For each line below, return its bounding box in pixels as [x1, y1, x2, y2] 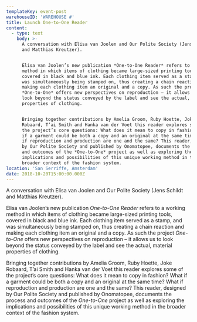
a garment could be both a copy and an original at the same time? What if [6, 278, 184, 285]
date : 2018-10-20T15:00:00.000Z [6, 171, 85, 177]
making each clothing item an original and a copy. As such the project [6, 229, 175, 236]
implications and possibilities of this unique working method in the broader [6, 303, 186, 310]
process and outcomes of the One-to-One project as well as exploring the [6, 297, 185, 304]
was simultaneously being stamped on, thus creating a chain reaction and [6, 223, 185, 231]
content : [6, 25, 28, 31]
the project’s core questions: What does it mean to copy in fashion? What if [6, 272, 188, 279]
